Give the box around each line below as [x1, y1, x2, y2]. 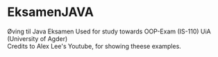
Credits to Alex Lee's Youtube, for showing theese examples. [7, 42, 182, 50]
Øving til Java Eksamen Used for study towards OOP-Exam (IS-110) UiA [7, 27, 211, 35]
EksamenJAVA [7, 4, 94, 20]
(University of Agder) [7, 34, 68, 42]
